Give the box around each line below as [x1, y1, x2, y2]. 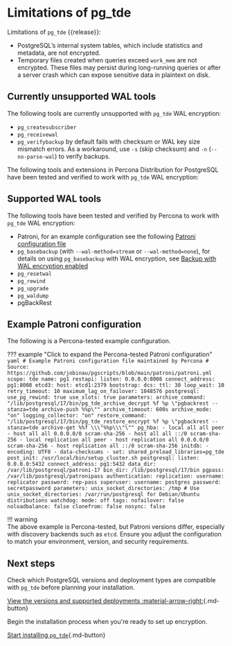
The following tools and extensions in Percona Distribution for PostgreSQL [7, 165, 219, 174]
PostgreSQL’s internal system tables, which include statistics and [17, 41, 203, 49]
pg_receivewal [17, 131, 58, 138]
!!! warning [7, 515, 38, 524]
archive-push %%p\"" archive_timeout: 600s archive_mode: [41, 406, 213, 413]
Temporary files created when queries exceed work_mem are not [17, 55, 197, 64]
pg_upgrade [17, 285, 49, 292]
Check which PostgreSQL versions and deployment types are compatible [7, 576, 216, 584]
